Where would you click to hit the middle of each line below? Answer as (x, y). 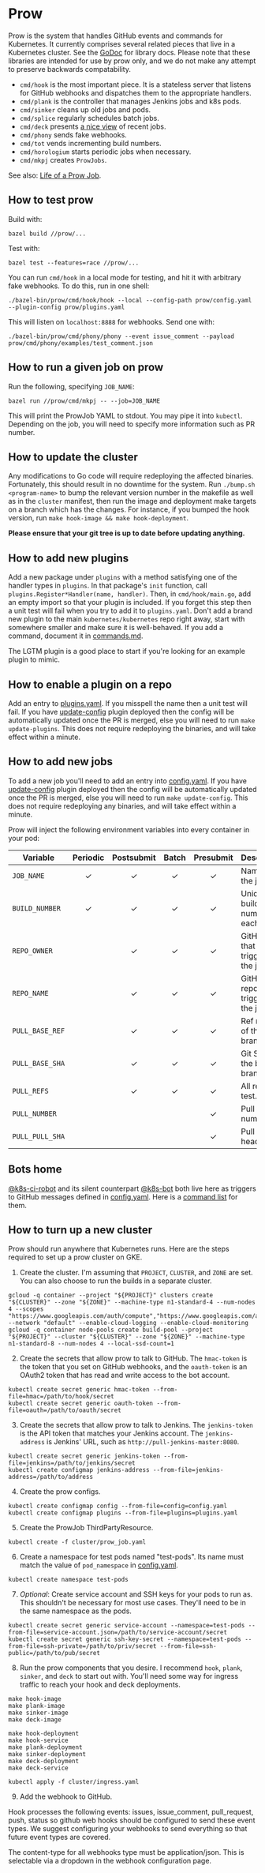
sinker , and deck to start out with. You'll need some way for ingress (129, 1676)
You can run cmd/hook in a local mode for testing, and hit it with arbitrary (125, 277)
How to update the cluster (73, 457)
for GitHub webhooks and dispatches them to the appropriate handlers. (135, 92)
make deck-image (35, 1720)
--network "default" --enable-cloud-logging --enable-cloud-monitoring (128, 1323)
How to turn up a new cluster (80, 1230)
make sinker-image (38, 1713)
